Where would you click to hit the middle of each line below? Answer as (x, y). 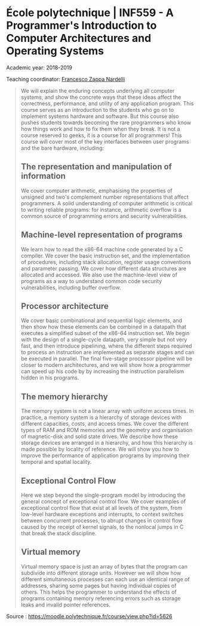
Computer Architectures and (79, 38)
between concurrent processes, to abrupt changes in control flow (102, 520)
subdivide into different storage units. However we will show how (101, 573)
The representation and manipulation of (96, 167)
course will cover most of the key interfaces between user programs (105, 141)
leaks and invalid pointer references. (66, 604)
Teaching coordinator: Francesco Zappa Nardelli (66, 79)
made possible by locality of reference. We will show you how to (100, 449)
